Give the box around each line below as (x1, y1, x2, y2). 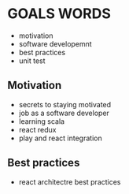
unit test (18, 56, 46, 65)
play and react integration (18, 133, 103, 143)
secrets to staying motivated (18, 99, 112, 109)
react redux (18, 125, 57, 134)
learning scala (18, 116, 64, 126)
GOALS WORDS (7, 5, 111, 23)
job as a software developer (18, 108, 109, 118)
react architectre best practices (18, 177, 121, 186)
